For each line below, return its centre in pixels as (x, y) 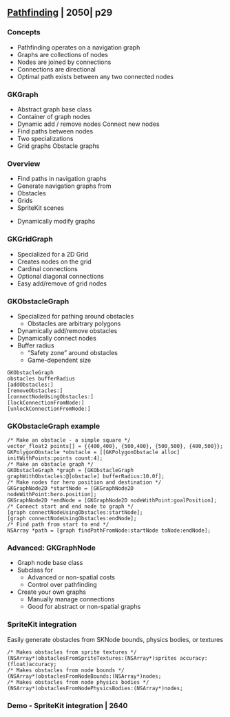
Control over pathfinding (62, 585)
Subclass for (35, 570)
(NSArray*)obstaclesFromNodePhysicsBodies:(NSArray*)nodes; (95, 688)
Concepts (24, 32)
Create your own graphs (52, 592)
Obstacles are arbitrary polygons (74, 323)
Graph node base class (50, 563)
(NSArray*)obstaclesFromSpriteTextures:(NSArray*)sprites (92, 658)
